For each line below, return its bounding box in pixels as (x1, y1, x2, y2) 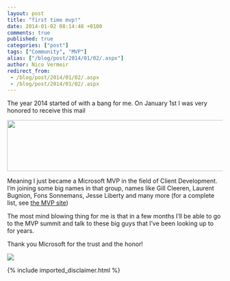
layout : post (7, 10, 44, 17)
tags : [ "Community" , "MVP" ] (7, 49, 88, 56)
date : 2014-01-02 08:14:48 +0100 (7, 23, 103, 30)
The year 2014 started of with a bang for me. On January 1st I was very (7, 99, 207, 107)
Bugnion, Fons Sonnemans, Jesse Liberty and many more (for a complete (7, 192, 215, 200)
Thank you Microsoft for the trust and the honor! (7, 240, 144, 248)
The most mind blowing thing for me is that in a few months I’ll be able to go (7, 212, 221, 221)
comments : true (7, 29, 51, 36)
